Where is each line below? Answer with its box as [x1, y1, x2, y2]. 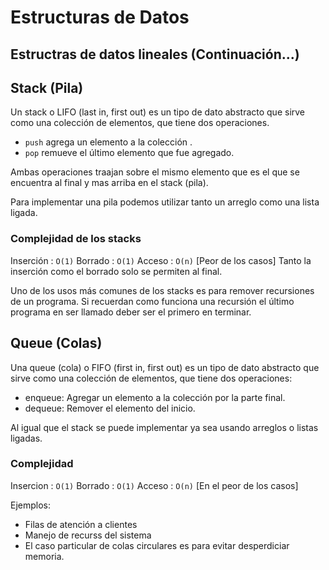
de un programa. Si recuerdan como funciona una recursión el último [10, 295, 295, 307]
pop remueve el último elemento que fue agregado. [24, 147, 235, 159]
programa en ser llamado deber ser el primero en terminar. [10, 306, 252, 318]
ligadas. [10, 432, 43, 444]
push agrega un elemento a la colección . [24, 136, 193, 148]
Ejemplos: [10, 499, 52, 511]
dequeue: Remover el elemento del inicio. [24, 402, 196, 414]
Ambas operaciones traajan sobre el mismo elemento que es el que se [10, 166, 300, 178]
